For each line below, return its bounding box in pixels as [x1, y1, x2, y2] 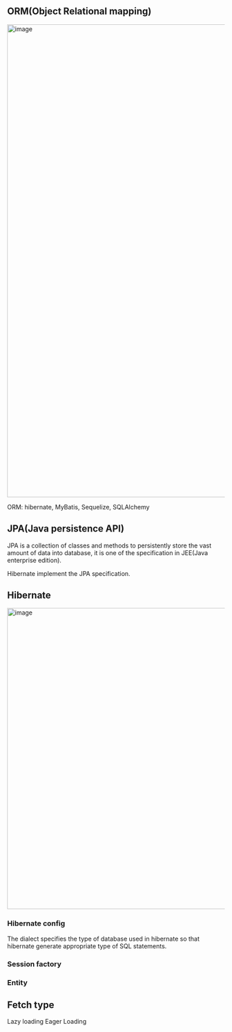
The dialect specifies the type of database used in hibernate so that [7, 934, 200, 943]
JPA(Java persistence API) [7, 523, 124, 535]
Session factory [7, 959, 62, 968]
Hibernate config [7, 918, 66, 928]
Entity [7, 977, 28, 987]
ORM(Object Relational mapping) [7, 6, 152, 17]
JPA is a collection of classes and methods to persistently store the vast [7, 541, 212, 550]
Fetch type [7, 999, 55, 1011]
